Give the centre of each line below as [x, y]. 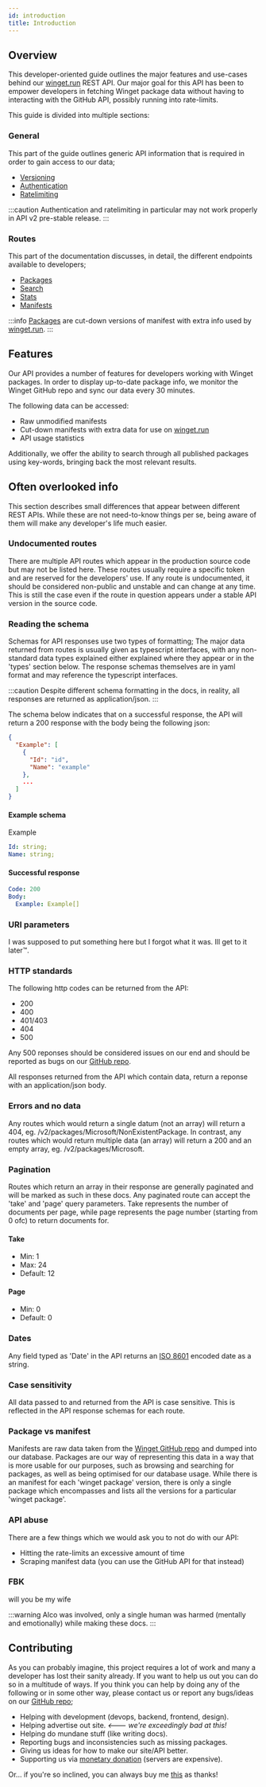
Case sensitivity [40, 1385]
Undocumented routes [53, 544]
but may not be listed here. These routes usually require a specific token [126, 569]
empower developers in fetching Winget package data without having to [126, 92]
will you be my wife [40, 1599]
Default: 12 [37, 1273]
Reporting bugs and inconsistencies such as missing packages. [123, 1742]
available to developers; [47, 264]
